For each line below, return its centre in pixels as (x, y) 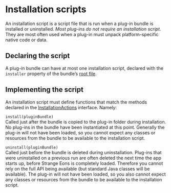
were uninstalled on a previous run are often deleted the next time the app (83, 158)
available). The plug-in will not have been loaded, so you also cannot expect (85, 174)
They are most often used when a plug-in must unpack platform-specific (82, 34)
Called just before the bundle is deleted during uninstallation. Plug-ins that (84, 152)
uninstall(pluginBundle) (32, 147)
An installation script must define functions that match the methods (76, 102)
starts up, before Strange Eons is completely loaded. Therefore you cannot (84, 163)
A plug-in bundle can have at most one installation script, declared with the (84, 68)
